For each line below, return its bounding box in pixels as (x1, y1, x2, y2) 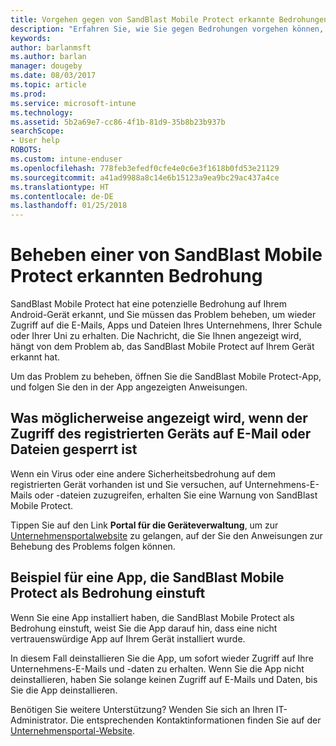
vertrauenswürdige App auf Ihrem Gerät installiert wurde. (10, 632, 246, 645)
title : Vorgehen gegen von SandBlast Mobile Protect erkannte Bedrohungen (10, 14, 329, 25)
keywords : (10, 33, 52, 43)
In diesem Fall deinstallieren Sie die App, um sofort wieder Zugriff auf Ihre (10, 652, 314, 664)
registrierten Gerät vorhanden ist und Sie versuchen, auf (10, 478, 243, 490)
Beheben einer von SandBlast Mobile (10, 244, 323, 266)
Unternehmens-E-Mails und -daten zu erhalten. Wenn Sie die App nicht (10, 662, 305, 675)
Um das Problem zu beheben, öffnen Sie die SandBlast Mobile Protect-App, (10, 371, 322, 383)
